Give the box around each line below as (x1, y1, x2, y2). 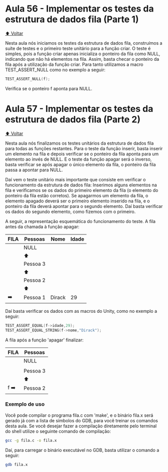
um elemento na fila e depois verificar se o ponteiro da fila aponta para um (5, 151, 159, 157)
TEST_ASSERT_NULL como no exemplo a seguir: (5, 66, 106, 73)
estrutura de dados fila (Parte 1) (5, 14, 139, 25)
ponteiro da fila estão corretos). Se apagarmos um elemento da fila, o (5, 192, 148, 198)
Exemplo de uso (5, 401, 45, 408)
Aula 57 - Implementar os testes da (5, 103, 153, 114)
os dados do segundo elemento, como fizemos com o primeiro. (5, 208, 136, 214)
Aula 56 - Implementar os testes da (5, 3, 154, 15)
